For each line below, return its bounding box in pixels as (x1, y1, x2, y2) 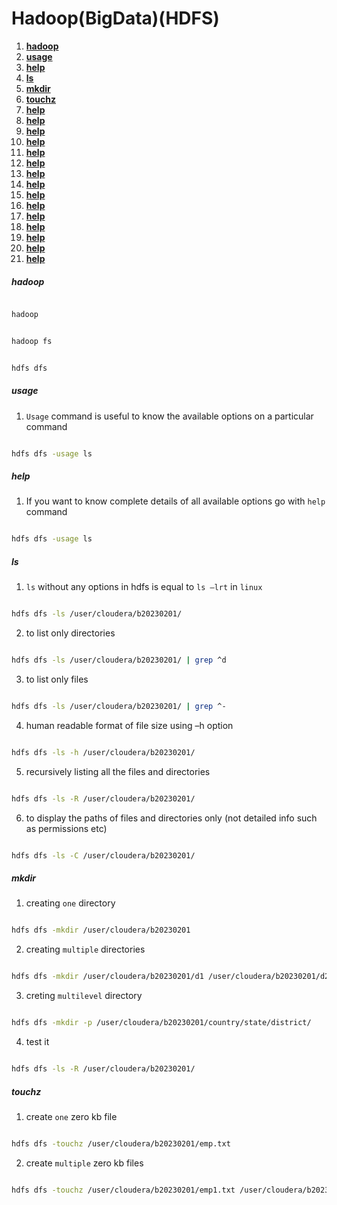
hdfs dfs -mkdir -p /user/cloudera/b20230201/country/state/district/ (11, 1018, 312, 1028)
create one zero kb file (25, 1110, 118, 1122)
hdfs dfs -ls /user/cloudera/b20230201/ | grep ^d (11, 655, 227, 666)
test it (25, 1036, 50, 1048)
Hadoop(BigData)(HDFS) (11, 7, 220, 30)
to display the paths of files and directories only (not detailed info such (25, 812, 318, 824)
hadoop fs (11, 336, 53, 346)
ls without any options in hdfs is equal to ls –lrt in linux (25, 581, 263, 593)
